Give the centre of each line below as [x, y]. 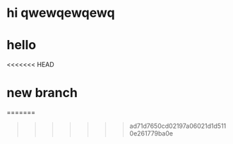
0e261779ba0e [151, 133]
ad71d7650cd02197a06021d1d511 [178, 126]
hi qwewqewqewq [61, 13]
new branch [42, 93]
